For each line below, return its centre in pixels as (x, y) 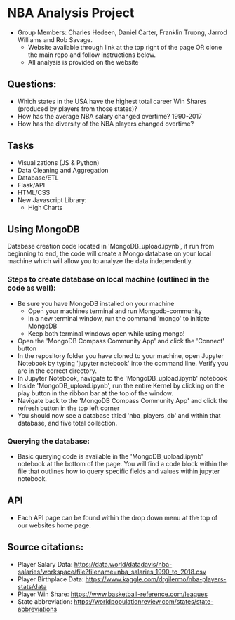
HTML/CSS (34, 192)
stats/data (32, 586)
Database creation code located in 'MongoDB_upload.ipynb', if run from (111, 246)
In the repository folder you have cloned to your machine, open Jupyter (121, 355)
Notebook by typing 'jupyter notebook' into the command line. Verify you (123, 363)
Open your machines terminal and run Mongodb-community (115, 311)
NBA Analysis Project (71, 13)
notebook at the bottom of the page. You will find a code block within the (122, 463)
